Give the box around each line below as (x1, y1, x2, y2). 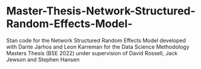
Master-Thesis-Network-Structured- (6, 4, 196, 18)
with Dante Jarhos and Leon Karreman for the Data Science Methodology (6, 43, 189, 50)
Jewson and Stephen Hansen (6, 56, 80, 63)
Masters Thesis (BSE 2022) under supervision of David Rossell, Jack (6, 49, 178, 56)
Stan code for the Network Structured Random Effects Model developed (6, 37, 186, 44)
